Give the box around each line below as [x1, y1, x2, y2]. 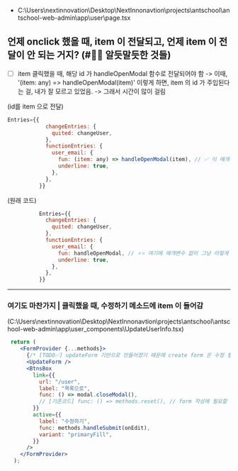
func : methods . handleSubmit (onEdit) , [38, 424, 151, 431]
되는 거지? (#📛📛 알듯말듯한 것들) [37, 49, 171, 61]
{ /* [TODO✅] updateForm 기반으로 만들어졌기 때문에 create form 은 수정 [25, 352, 225, 359]
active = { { [33, 411, 62, 419]
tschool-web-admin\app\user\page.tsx [17, 13, 131, 22]
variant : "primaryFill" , [38, 431, 113, 438]
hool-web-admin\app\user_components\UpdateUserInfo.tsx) [7, 325, 184, 333]
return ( [10, 338, 37, 346]
